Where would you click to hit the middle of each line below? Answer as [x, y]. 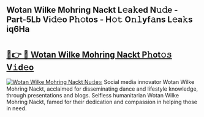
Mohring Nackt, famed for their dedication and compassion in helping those [102, 102]
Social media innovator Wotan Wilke [149, 82]
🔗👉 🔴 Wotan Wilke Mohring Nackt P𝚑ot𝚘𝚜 [89, 55]
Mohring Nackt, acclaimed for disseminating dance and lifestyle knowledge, [102, 89]
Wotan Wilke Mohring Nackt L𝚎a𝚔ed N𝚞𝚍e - [92, 10]
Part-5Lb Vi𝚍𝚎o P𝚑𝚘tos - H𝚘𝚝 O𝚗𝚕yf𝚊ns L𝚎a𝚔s [100, 20]
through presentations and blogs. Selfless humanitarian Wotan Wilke [93, 95]
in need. [17, 108]
